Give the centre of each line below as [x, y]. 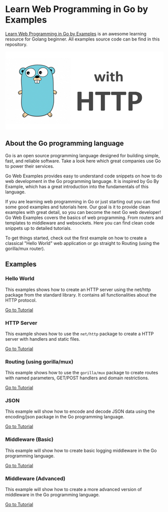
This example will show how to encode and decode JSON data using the [80, 411]
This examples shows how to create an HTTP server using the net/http [78, 290]
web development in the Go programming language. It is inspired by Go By [82, 181]
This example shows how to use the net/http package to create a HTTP [79, 334]
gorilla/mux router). [25, 248]
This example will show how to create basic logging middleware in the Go [81, 450]
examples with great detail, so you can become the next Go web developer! [83, 212]
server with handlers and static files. [43, 339]
